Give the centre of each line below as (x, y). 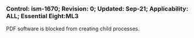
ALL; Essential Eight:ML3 (42, 16)
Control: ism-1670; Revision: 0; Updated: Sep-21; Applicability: (97, 9)
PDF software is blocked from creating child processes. (73, 29)
